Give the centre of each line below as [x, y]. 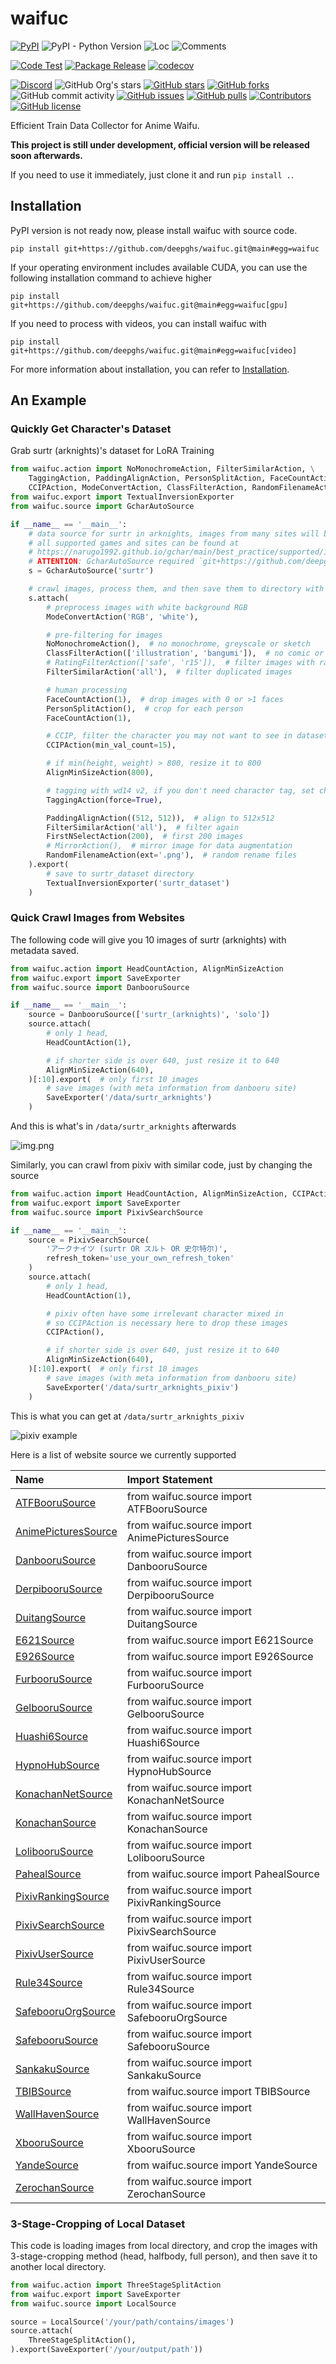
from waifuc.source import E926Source [220, 1656]
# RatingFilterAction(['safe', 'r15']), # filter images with [180, 663]
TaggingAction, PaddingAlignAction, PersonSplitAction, [147, 478]
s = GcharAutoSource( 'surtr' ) [91, 571]
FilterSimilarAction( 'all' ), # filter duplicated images [169, 672]
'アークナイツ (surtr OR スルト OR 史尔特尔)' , [137, 1249]
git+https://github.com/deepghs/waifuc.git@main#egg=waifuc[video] [154, 350]
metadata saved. [45, 950]
